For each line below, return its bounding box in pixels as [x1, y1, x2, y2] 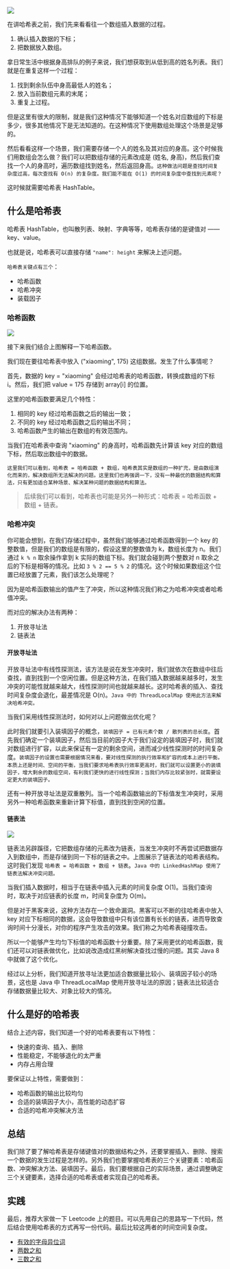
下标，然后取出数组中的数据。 [7, 449, 91, 458]
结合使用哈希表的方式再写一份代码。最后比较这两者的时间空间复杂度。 [12, 1223, 211, 1231]
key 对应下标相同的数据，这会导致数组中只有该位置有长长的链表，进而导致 [7, 915, 217, 923]
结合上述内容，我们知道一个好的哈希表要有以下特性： [7, 1028, 157, 1036]
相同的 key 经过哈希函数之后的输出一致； [16, 410, 133, 418]
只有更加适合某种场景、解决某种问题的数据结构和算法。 [16, 480, 150, 486]
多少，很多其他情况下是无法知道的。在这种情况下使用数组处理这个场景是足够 [7, 121, 223, 130]
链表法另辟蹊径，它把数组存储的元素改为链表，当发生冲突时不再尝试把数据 [7, 843, 217, 852]
